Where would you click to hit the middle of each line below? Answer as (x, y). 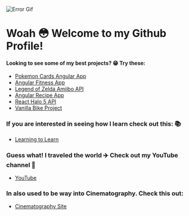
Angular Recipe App (39, 95)
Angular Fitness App (40, 83)
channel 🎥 (21, 165)
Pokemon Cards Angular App (50, 76)
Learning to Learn (37, 139)
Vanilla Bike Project (38, 108)
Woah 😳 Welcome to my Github (86, 34)
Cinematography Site (41, 206)
